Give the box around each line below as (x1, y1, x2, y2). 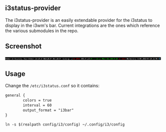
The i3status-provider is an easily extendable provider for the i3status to (5, 17, 153, 23)
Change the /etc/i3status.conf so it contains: (5, 83, 100, 89)
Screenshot (5, 42, 42, 51)
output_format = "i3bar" (23, 108, 74, 113)
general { (5, 93, 26, 98)
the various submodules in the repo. (5, 27, 79, 34)
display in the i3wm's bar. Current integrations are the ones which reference (5, 22, 160, 28)
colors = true (23, 98, 52, 103)
